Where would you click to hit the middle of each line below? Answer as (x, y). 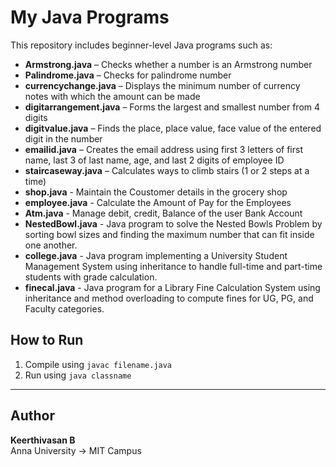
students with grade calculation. (91, 277)
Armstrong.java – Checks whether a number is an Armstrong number (168, 64)
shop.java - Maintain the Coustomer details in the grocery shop (156, 192)
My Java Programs (90, 17)
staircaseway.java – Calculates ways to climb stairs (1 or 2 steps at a (167, 170)
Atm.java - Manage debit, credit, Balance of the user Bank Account (163, 213)
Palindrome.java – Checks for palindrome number (128, 75)
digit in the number (63, 138)
